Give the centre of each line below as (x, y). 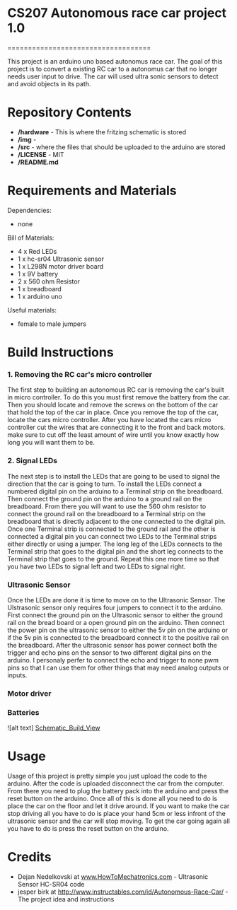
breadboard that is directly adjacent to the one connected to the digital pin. (116, 521)
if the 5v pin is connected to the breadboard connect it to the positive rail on (118, 637)
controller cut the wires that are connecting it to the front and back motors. (116, 427)
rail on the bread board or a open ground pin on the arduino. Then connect (116, 622)
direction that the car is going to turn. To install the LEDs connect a (105, 484)
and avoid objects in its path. (49, 83)
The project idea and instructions (66, 899)
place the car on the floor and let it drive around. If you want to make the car (118, 806)
